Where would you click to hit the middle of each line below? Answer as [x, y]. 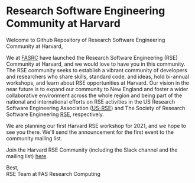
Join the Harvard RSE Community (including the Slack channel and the [92, 150]
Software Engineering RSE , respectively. [55, 114]
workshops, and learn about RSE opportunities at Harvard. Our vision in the [97, 83]
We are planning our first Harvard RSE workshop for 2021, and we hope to [96, 126]
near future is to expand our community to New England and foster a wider [97, 89]
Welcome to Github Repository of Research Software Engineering [86, 40]
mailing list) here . [27, 156]
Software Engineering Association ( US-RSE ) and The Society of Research [96, 108]
